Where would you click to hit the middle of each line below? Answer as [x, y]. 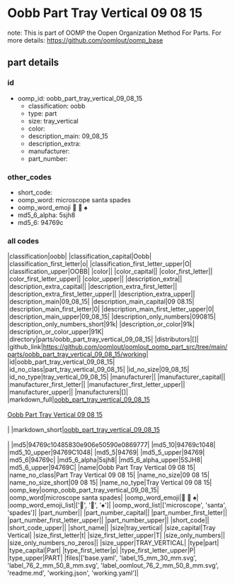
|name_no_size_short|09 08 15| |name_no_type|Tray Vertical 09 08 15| [110, 483]
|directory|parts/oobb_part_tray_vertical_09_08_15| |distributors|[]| [103, 339]
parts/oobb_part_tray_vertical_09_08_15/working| [78, 354]
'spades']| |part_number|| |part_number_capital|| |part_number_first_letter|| [117, 513]
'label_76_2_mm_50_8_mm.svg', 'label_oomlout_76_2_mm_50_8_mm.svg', [113, 566]
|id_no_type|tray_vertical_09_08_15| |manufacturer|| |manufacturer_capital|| [116, 377]
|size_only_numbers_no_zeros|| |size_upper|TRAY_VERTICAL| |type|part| [113, 543]
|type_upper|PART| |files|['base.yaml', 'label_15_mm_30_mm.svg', [102, 558]
